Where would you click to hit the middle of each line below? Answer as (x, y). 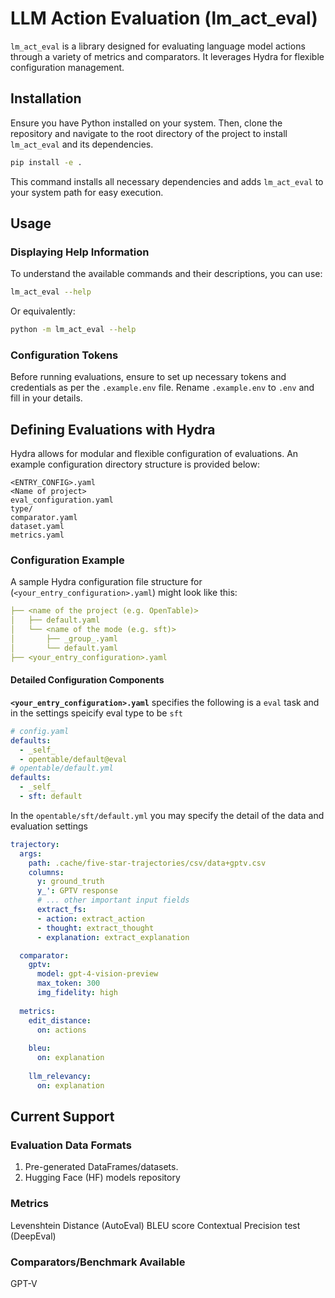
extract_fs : (61, 910)
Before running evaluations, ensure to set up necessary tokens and (148, 377)
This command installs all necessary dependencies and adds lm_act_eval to (167, 181)
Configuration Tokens (64, 355)
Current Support (62, 1117)
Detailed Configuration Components (87, 680)
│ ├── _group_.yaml (64, 639)
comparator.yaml (44, 518)
